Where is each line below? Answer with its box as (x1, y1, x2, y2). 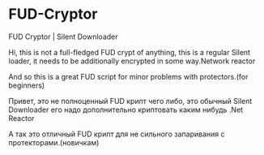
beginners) (8, 80, 45, 90)
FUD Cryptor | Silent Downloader (8, 32, 118, 41)
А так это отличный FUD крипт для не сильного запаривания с (8, 129, 225, 139)
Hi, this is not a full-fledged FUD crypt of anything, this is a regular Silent (8, 47, 251, 57)
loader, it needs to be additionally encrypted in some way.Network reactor (8, 56, 256, 66)
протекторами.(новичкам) (8, 137, 100, 147)
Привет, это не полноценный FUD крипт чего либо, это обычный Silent (8, 96, 253, 105)
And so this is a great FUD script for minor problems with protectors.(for (8, 71, 249, 81)
